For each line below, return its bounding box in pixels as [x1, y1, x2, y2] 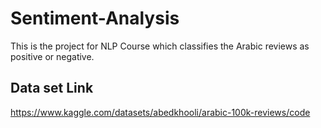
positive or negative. [10, 50, 95, 62]
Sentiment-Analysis [10, 7, 180, 30]
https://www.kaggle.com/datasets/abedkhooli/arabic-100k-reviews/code [10, 106, 311, 118]
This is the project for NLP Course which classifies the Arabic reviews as [10, 40, 310, 52]
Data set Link [10, 80, 94, 97]
